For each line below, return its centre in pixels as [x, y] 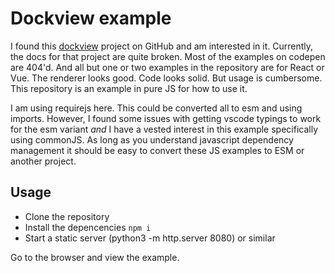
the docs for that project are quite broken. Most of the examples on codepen [168, 56]
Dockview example [91, 18]
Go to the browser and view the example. [95, 257]
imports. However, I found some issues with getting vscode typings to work [166, 118]
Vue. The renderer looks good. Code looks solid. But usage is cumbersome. [166, 78]
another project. [43, 161]
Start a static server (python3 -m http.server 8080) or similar [150, 238]
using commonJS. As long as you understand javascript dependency [152, 139]
